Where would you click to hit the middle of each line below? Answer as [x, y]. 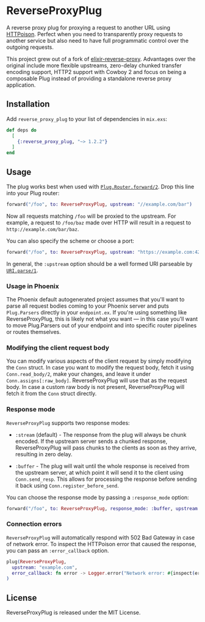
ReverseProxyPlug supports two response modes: [68, 423]
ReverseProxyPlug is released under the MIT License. [74, 613]
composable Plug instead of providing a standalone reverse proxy [89, 78]
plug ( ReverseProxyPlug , [37, 561]
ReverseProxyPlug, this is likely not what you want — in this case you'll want [102, 319]
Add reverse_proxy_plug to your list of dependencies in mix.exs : [87, 119]
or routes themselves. [34, 331]
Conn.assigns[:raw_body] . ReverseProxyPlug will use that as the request [97, 380]
